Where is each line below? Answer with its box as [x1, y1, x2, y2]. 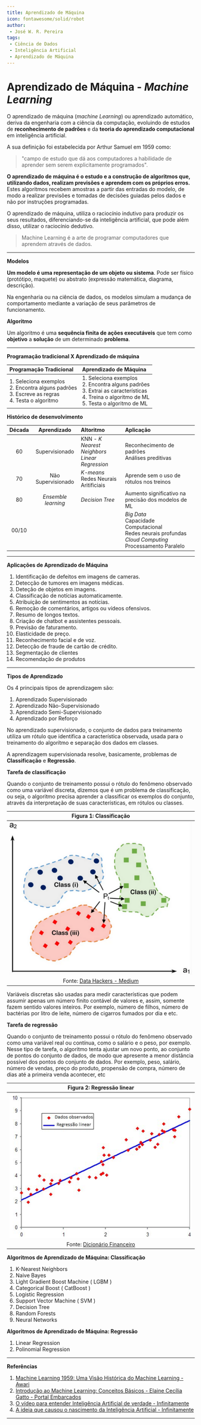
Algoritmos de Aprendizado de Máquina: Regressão [7, 1328, 138, 1335]
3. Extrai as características [82, 387, 148, 394]
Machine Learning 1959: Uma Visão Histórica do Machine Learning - [15, 1374, 184, 1382]
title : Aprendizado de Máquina [7, 10, 85, 16]
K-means [81, 469, 105, 476]
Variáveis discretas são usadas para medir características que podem [7, 990, 178, 997]
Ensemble [42, 493, 67, 500]
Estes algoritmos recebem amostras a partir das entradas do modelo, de [7, 185, 185, 192]
